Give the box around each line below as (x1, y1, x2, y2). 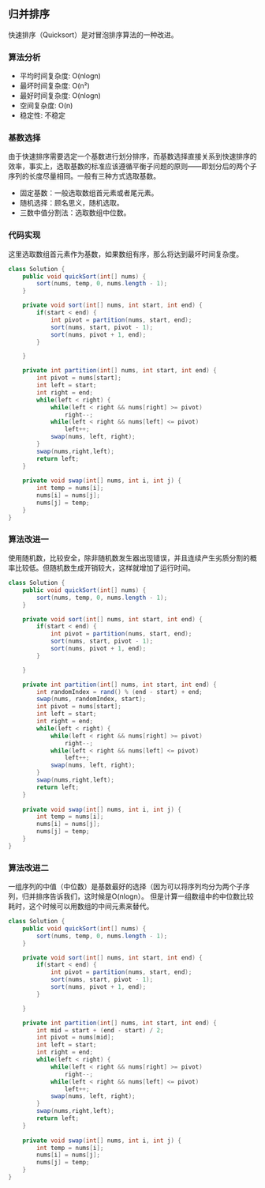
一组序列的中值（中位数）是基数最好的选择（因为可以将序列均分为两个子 (8, 882, 243, 892)
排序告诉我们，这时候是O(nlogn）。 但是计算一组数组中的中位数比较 (35, 892, 254, 901)
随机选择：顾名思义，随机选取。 (19, 198, 124, 208)
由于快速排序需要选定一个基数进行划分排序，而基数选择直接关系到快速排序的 (8, 152, 257, 161)
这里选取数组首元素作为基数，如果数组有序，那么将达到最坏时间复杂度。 (8, 249, 243, 258)
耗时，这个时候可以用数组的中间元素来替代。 (8, 902, 154, 911)
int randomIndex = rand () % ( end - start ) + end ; (36, 688, 203, 696)
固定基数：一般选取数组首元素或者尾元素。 (19, 188, 159, 198)
